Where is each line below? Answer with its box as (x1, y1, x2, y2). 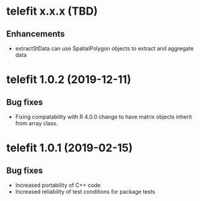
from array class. (15, 120, 58, 126)
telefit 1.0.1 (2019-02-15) (6, 141, 133, 155)
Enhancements (6, 29, 65, 39)
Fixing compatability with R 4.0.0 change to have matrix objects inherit (15, 113, 192, 120)
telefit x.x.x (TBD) (6, 4, 98, 18)
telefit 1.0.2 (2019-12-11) (6, 73, 131, 87)
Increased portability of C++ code (15, 181, 101, 189)
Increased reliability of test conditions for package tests (15, 188, 155, 195)
